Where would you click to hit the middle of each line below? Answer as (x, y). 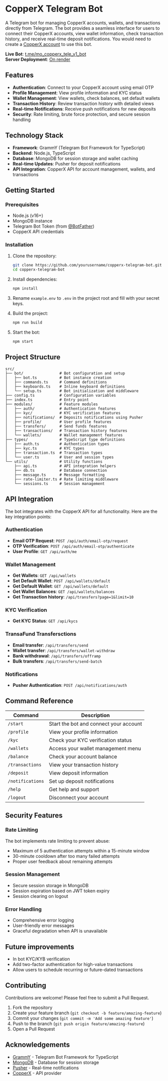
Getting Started (30, 190)
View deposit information (78, 773)
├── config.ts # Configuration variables (61, 395)
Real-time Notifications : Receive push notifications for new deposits (84, 109)
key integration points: (29, 517)
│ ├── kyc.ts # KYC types (45, 448)
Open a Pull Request (34, 1029)
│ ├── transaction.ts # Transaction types (54, 453)
